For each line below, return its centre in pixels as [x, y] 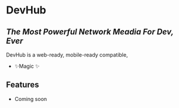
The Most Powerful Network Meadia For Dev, [90, 32]
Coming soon [31, 99]
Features [23, 85]
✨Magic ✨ [27, 66]
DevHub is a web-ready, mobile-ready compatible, [67, 55]
